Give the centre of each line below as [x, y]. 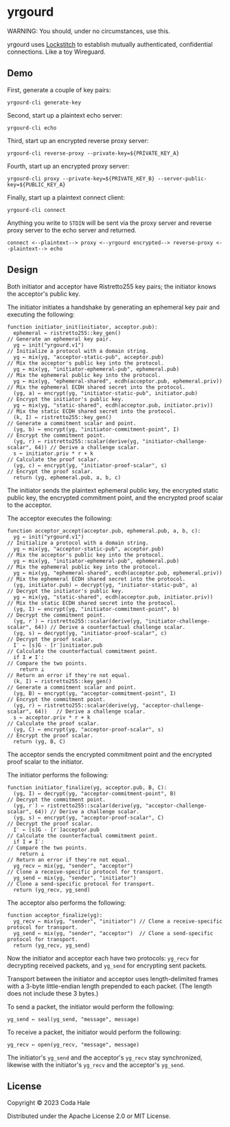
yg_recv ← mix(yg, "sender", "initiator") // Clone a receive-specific [118, 921]
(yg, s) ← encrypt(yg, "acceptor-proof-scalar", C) [89, 817]
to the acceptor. [30, 505]
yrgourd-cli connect [37, 210]
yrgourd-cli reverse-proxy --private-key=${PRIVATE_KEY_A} [93, 153]
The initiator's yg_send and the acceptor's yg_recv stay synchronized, [105, 1058]
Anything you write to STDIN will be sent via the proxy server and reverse [110, 223]
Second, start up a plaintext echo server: [65, 115]
